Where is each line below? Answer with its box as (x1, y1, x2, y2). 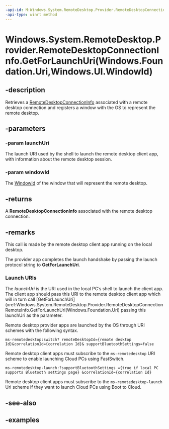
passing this (120, 307, 146, 313)
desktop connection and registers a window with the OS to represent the (5, 104, 156, 111)
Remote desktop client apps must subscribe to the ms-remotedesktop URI (5, 351, 155, 357)
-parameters (5, 124, 46, 133)
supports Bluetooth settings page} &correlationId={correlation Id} (5, 370, 152, 375)
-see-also (5, 398, 37, 407)
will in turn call (5, 296, 35, 302)
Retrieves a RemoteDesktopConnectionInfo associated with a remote (5, 99, 148, 105)
